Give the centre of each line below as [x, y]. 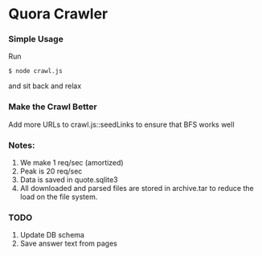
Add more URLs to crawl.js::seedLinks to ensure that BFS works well [121, 124]
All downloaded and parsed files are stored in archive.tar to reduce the [137, 189]
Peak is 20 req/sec [51, 171]
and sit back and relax [45, 86]
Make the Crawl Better [53, 107]
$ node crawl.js [35, 71]
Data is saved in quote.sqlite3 [69, 180]
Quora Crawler [58, 14]
